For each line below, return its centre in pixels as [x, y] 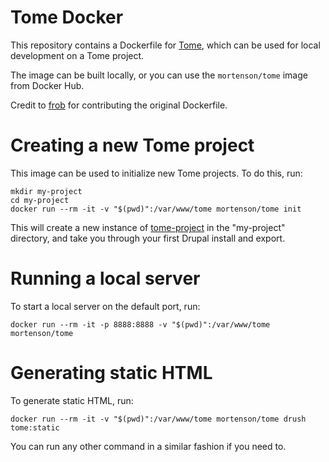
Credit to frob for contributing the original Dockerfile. [119, 105]
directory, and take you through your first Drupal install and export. [148, 238]
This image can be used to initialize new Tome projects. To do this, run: [156, 173]
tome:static [35, 427]
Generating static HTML [111, 373]
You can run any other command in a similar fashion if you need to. [148, 446]
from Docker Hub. [47, 85]
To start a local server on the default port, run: [105, 306]
